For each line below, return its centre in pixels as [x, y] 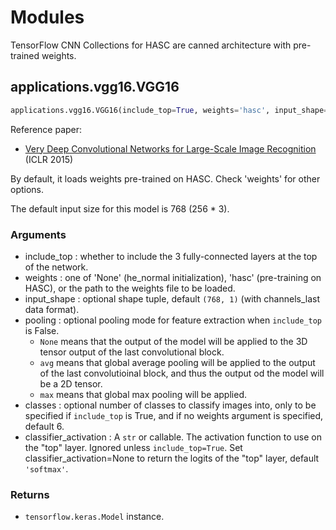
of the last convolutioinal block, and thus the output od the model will [182, 373]
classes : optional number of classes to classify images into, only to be [170, 405]
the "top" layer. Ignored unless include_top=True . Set [133, 447]
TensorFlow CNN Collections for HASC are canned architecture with [151, 45]
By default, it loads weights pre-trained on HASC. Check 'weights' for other [165, 178]
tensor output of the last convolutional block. [132, 352]
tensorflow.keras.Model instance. [94, 517]
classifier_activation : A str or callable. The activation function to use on [173, 437]
